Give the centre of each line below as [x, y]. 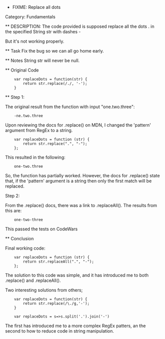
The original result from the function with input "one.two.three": [70, 107]
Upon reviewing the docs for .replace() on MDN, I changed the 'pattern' [78, 125]
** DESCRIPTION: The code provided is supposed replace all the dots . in [80, 26]
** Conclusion [19, 238]
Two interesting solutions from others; [44, 290]
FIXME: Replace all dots [36, 7]
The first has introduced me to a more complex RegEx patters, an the [76, 326]
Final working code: [25, 248]
